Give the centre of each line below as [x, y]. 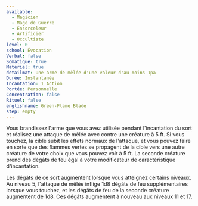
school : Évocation [29, 51]
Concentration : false [33, 95]
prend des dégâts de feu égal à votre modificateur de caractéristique [91, 160]
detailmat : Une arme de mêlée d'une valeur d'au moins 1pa [81, 73]
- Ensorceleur [29, 28]
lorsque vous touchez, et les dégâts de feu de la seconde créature [88, 191]
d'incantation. [23, 166]
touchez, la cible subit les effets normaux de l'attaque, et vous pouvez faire [98, 141]
